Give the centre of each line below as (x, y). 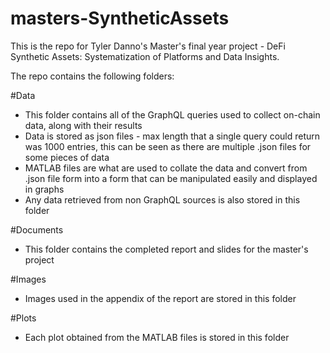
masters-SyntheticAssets (120, 18)
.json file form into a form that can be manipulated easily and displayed (171, 178)
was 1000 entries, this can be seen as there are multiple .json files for (168, 146)
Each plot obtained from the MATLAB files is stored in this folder (157, 337)
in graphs (44, 189)
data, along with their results (83, 125)
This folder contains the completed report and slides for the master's (166, 249)
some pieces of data (67, 157)
